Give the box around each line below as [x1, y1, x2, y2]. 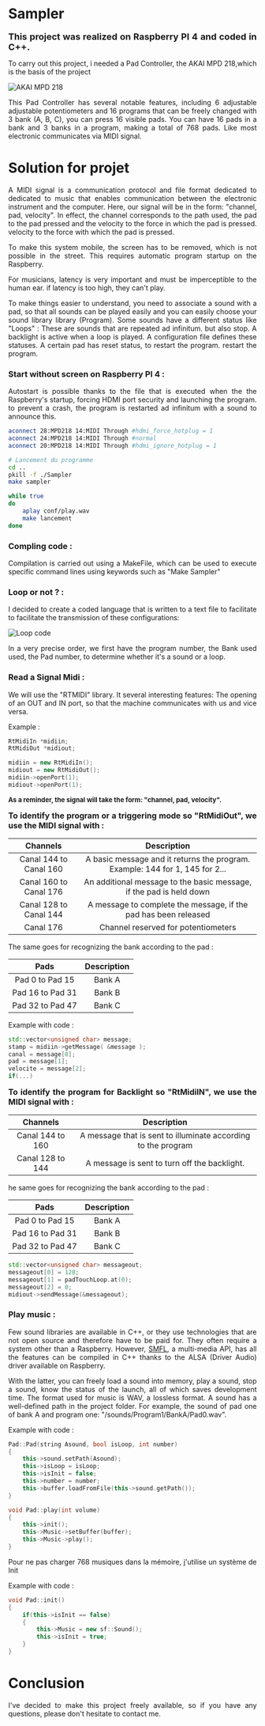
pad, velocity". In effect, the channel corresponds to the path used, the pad [8, 210, 257, 220]
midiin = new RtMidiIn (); [8, 759, 93, 767]
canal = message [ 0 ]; [8, 1050, 77, 1058]
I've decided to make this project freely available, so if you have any [8, 1700, 257, 1709]
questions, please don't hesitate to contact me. [8, 1709, 162, 1718]
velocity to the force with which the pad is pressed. [8, 227, 175, 237]
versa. [8, 706, 29, 716]
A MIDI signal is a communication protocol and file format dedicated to [8, 185, 257, 195]
